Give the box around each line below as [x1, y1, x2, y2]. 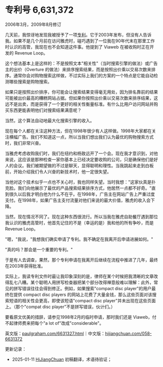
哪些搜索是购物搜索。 [9, 78, 52, 84]
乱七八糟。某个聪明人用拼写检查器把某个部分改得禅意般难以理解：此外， [9, 279, 154, 285]
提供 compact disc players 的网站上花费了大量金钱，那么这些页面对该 [13, 292, 152, 297]
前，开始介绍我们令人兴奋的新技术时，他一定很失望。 [5, 168, 112, 174]
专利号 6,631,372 [5, 4, 74, 16]
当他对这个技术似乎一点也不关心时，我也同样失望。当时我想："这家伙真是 [5, 179, 152, 185]
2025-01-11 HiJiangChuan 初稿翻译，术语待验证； [12, 356, 112, 362]
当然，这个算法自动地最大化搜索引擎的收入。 [5, 117, 95, 123]
